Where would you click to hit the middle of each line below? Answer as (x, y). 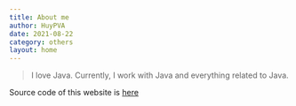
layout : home (33, 50)
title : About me (39, 17)
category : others (41, 42)
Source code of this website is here (74, 93)
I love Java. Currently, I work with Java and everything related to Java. (160, 75)
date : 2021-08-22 (41, 34)
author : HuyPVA (37, 26)
